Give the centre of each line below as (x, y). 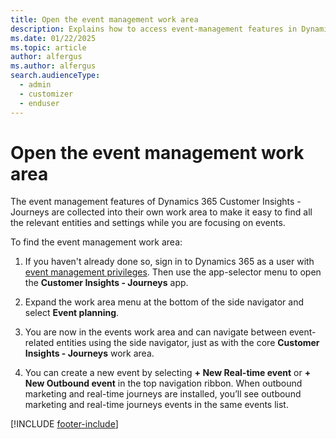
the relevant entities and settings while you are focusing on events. (148, 223)
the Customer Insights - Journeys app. (106, 283)
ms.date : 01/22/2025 (53, 38)
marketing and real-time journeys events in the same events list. (156, 405)
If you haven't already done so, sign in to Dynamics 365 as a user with (169, 262)
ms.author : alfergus (53, 66)
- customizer (46, 94)
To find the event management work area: (96, 242)
